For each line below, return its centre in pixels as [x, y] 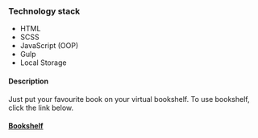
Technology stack [44, 11]
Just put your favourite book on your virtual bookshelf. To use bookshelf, [129, 99]
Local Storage [43, 63]
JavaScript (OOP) [49, 46]
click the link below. [41, 108]
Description [29, 81]
